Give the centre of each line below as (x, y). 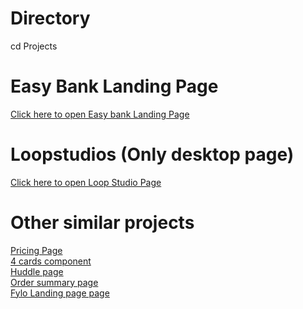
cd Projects (34, 46)
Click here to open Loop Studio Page (86, 182)
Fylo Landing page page (60, 293)
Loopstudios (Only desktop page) (152, 154)
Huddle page (37, 271)
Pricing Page (36, 250)
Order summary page (54, 282)
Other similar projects (102, 223)
